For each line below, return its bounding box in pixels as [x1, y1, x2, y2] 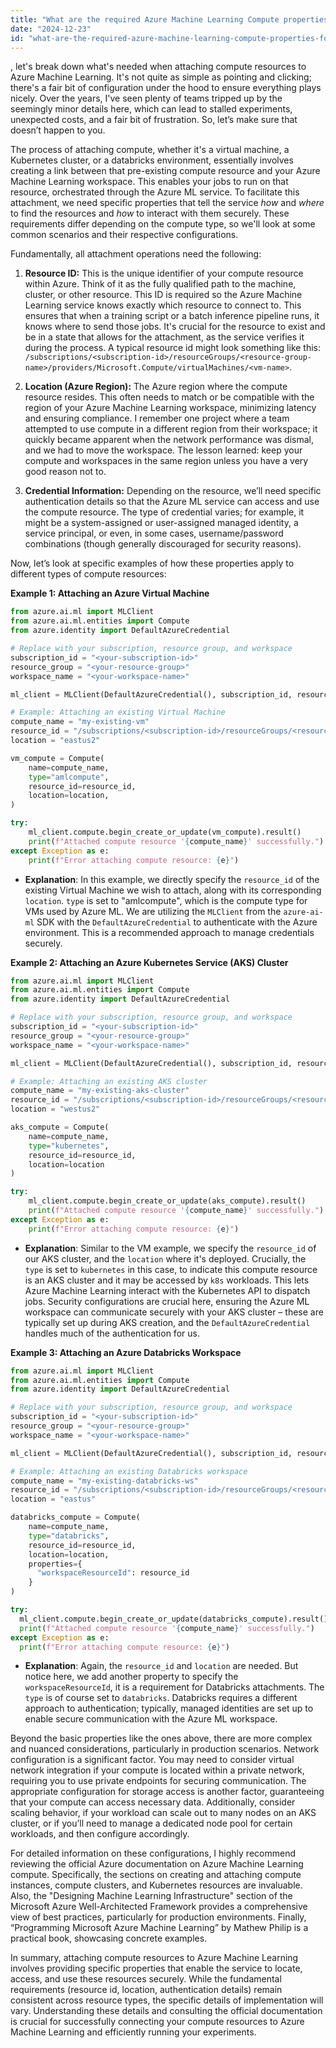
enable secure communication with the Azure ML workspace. [24, 1713, 278, 1725]
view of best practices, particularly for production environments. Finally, [10, 1911, 307, 1923]
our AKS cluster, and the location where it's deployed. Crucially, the [24, 1252, 307, 1265]
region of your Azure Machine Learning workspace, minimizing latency [24, 402, 317, 414]
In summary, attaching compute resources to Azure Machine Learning [10, 1952, 299, 1964]
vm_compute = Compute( [10, 753, 105, 763]
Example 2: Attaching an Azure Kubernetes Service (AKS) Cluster [10, 956, 289, 968]
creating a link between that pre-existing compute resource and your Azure [10, 165, 321, 177]
